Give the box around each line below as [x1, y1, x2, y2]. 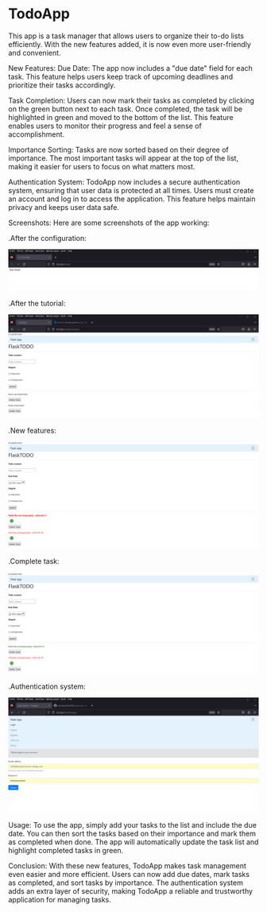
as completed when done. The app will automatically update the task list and [8, 837, 259, 847]
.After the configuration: [8, 233, 87, 243]
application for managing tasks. [8, 895, 111, 905]
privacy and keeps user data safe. [8, 202, 119, 212]
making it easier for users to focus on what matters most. [8, 161, 195, 171]
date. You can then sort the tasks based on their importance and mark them [8, 829, 257, 839]
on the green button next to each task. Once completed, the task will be [8, 104, 243, 114]
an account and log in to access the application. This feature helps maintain [8, 194, 256, 204]
